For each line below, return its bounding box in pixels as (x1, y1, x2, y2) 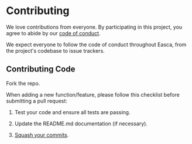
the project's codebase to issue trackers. (6, 47, 105, 54)
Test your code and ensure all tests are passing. (14, 108, 131, 115)
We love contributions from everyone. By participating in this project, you (6, 23, 183, 30)
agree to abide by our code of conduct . (6, 29, 101, 36)
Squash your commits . (14, 131, 69, 138)
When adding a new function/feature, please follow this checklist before (6, 91, 180, 98)
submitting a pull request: (6, 97, 67, 104)
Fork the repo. (6, 80, 40, 87)
